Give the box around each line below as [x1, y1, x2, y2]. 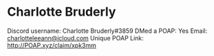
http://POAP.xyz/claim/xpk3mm [7, 41, 96, 49]
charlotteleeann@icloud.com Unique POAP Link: [7, 33, 145, 42]
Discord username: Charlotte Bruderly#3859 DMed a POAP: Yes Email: [7, 27, 208, 35]
